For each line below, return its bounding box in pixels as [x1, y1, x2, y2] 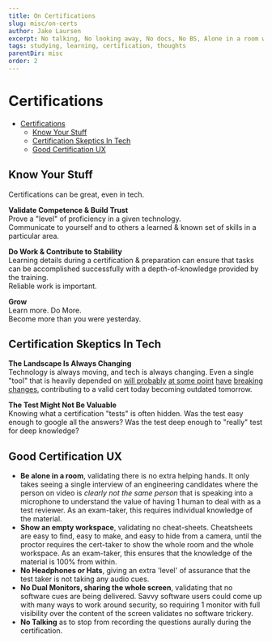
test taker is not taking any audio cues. [19, 574, 150, 584]
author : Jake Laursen [8, 27, 82, 35]
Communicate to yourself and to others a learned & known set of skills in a [8, 222, 257, 232]
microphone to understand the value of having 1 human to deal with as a [19, 497, 261, 507]
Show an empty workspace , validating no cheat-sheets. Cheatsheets [19, 523, 253, 533]
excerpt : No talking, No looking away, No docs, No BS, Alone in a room [8, 34, 259, 43]
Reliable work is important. [8, 281, 97, 291]
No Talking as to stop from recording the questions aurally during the [19, 617, 252, 627]
